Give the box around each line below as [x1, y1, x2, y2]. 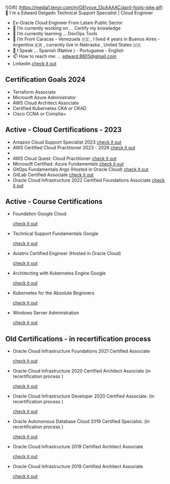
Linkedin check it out [12, 61, 57, 66]
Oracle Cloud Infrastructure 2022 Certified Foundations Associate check [12, 177, 165, 183]
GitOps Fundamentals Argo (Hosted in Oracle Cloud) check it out [12, 166, 149, 172]
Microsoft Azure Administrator [12, 94, 76, 100]
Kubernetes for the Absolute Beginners [12, 290, 95, 296]
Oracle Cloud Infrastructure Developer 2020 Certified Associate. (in [12, 393, 155, 399]
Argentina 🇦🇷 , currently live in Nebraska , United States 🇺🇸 [12, 42, 141, 48]
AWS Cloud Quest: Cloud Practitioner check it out [12, 155, 117, 162]
